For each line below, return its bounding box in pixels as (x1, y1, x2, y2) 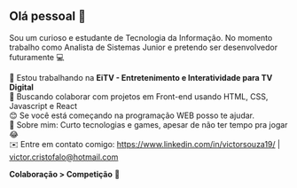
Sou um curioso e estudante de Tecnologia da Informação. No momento (9, 32, 273, 43)
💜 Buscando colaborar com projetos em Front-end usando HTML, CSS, (9, 90, 269, 102)
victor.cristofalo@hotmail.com (9, 152, 119, 162)
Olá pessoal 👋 (9, 9, 87, 24)
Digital (9, 82, 34, 92)
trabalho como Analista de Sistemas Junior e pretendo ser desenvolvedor (9, 42, 277, 52)
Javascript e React (9, 100, 78, 111)
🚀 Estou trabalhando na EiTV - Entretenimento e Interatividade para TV (9, 72, 273, 82)
